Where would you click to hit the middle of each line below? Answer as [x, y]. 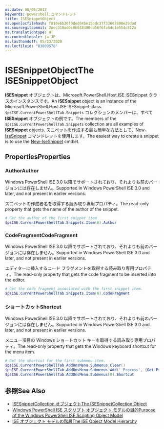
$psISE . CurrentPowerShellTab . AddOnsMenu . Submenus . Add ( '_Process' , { [76, 370]
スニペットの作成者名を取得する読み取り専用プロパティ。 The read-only [77, 204]
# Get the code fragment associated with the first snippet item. [74, 289]
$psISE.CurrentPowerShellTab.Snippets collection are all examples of [74, 124]
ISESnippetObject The [50, 70]
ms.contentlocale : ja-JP [30, 37]
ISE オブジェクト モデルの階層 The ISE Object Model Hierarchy [74, 421]
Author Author [22, 170]
